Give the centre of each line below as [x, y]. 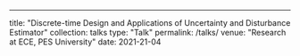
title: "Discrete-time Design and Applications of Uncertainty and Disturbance [150, 23]
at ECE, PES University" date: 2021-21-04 [85, 42]
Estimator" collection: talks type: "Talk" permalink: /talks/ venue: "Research [148, 32]
